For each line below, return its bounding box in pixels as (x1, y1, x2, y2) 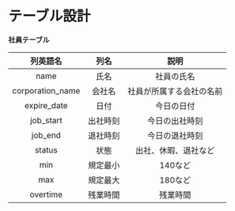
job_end (31, 130, 62, 141)
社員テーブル (8, 35, 50, 44)
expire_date (25, 100, 69, 111)
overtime (29, 189, 63, 200)
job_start (30, 115, 63, 126)
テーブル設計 (8, 7, 91, 25)
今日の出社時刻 (147, 115, 203, 126)
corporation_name (12, 85, 81, 96)
